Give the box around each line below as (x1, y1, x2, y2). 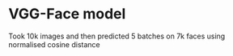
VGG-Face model (8, 5, 126, 23)
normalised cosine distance (8, 39, 100, 49)
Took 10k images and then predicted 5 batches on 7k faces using (8, 31, 226, 41)
